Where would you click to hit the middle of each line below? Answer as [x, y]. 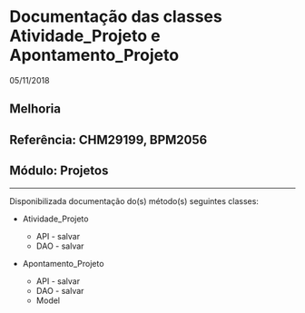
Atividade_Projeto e [85, 36]
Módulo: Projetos [59, 171]
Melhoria [35, 109]
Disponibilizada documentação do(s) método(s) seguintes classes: [134, 201]
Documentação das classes [116, 17]
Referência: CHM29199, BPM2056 [108, 139]
